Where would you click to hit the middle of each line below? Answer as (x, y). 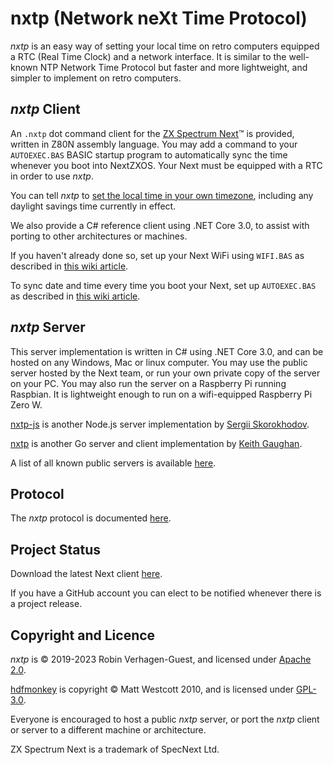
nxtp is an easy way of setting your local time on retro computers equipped (165, 46)
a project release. (46, 604)
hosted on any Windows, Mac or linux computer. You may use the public (159, 362)
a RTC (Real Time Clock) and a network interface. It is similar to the (148, 56)
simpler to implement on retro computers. (96, 78)
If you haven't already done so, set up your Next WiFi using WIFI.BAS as (157, 255)
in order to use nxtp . (52, 176)
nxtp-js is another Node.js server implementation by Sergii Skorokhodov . (160, 424)
